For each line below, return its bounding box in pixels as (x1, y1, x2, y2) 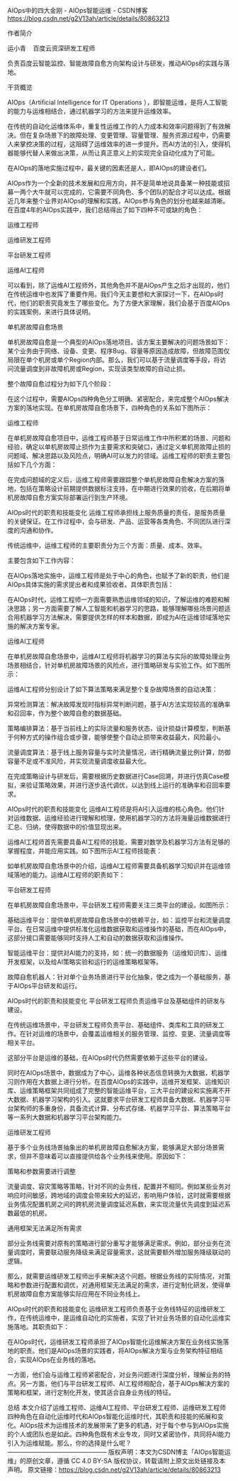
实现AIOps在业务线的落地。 (19, 1355, 101, 1364)
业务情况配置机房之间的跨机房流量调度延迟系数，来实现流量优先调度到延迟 (7, 1200, 225, 1208)
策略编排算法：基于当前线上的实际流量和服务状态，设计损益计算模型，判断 (7, 724, 225, 732)
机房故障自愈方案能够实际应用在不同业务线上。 (7, 1290, 144, 1298)
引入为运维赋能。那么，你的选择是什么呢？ (7, 1439, 132, 1447)
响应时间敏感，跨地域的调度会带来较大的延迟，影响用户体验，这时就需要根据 (7, 1191, 231, 1199)
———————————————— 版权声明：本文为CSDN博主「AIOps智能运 (7, 1448, 231, 1456)
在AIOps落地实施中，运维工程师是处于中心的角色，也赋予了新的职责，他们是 (7, 571, 230, 580)
